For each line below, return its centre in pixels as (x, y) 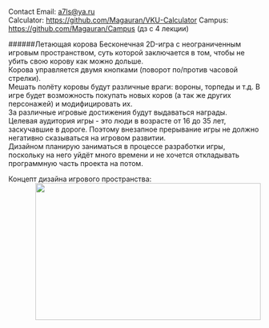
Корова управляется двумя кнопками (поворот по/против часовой (123, 70)
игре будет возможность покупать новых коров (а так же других (120, 95)
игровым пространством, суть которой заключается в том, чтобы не (127, 53)
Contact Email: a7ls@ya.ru (52, 12)
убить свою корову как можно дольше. (76, 61)
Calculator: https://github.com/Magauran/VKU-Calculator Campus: (118, 20)
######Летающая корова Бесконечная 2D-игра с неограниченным (125, 44)
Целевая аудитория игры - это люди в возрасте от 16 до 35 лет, (117, 121)
